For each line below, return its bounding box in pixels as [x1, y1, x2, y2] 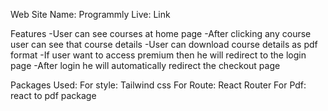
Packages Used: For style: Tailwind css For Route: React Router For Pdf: [10, 79, 307, 91]
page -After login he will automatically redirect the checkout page [10, 60, 281, 71]
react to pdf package [10, 90, 97, 101]
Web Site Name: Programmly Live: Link [10, 9, 171, 20]
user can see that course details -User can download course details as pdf [10, 39, 318, 50]
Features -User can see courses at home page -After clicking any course [10, 28, 312, 39]
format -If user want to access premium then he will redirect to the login [10, 49, 307, 61]
